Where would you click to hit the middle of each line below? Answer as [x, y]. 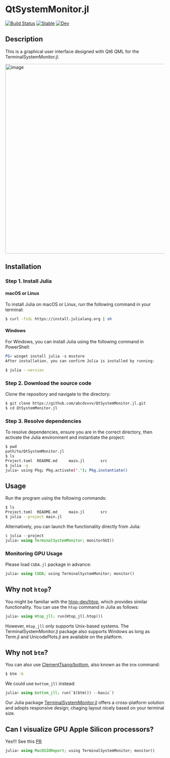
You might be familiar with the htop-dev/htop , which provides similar [76, 601]
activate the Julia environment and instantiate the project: [65, 437]
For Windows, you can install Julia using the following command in [75, 342]
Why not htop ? [28, 589]
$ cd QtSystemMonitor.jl [31, 408]
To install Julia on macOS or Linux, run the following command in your [78, 304]
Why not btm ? [27, 653]
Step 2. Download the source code [49, 383]
